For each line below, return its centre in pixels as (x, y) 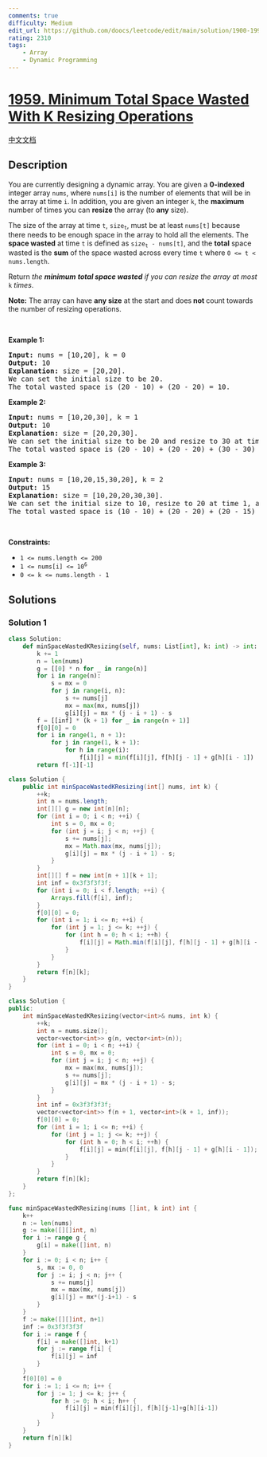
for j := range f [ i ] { (74, 1349)
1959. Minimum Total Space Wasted (129, 100)
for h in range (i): (97, 750)
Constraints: (29, 542)
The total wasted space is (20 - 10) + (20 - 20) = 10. (119, 387)
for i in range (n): (69, 676)
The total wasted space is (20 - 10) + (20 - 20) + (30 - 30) (132, 450)
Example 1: (27, 340)
